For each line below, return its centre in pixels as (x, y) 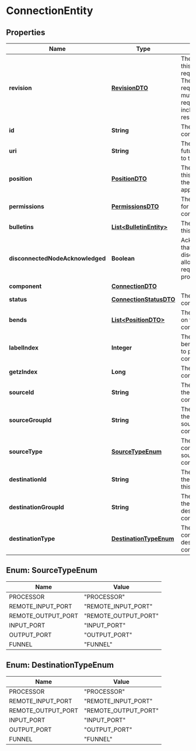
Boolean (123, 258)
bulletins (21, 227)
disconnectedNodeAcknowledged (57, 258)
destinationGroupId (36, 507)
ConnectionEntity (50, 11)
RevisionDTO (130, 88)
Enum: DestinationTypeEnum (60, 665)
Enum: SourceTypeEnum (52, 570)
